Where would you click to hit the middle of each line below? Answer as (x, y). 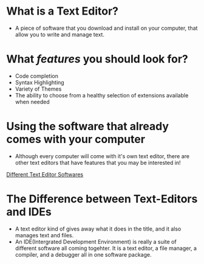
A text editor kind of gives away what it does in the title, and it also (98, 229)
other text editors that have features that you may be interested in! (98, 162)
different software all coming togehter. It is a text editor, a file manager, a (106, 248)
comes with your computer (76, 140)
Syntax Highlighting (40, 82)
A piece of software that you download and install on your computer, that (106, 28)
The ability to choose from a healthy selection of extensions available (102, 95)
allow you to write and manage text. (60, 34)
